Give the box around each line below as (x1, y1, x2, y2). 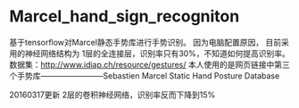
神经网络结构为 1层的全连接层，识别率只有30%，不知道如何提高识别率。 (24, 47, 290, 59)
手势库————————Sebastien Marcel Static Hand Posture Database (16, 70, 280, 81)
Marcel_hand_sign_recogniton (9, 6, 240, 27)
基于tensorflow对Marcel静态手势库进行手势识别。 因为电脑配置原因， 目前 (9, 37, 282, 47)
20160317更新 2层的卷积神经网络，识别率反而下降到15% (9, 89, 216, 100)
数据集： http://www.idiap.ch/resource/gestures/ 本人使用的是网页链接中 (9, 59, 275, 70)
